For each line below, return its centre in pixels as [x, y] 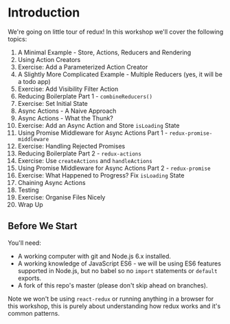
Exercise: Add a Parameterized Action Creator [83, 67]
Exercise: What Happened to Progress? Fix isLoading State [101, 175]
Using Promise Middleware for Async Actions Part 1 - [93, 133]
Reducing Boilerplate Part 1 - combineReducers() [85, 96]
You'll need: [25, 243]
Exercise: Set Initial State [53, 103]
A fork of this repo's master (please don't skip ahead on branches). [113, 285]
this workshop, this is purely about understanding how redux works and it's [114, 306]
